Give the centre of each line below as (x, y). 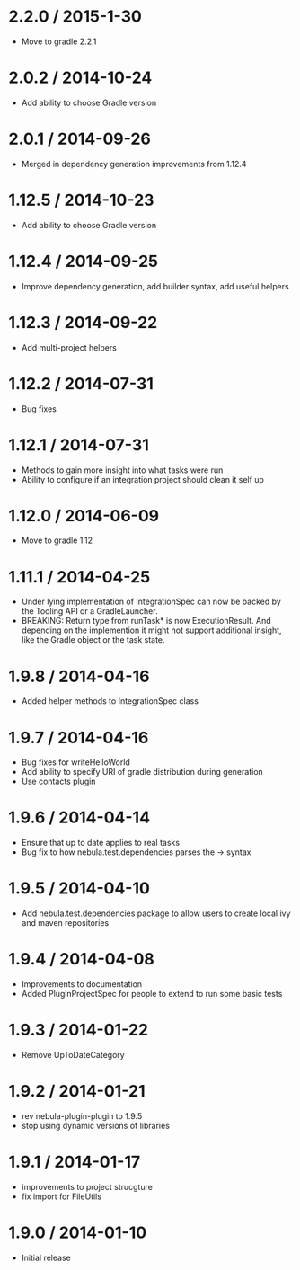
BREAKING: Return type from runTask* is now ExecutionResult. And (146, 621)
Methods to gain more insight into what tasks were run (122, 470)
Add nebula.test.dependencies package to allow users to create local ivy (156, 913)
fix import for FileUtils (62, 1196)
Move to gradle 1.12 (57, 540)
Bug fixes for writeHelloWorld (76, 762)
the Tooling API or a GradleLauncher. (89, 611)
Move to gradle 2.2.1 (59, 41)
